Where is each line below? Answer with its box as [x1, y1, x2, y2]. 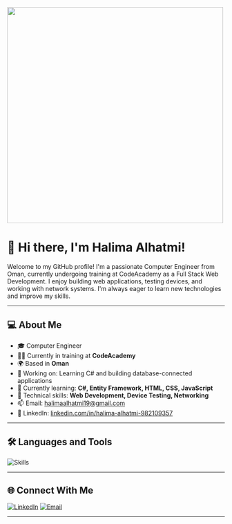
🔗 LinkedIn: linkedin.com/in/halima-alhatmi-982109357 [17, 409, 173, 417]
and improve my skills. [7, 292, 71, 300]
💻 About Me [7, 319, 62, 331]
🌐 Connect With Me [7, 484, 94, 496]
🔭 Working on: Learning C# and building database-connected [17, 369, 193, 377]
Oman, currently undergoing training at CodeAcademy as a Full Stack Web [7, 270, 219, 278]
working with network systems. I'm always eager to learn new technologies [7, 284, 222, 292]
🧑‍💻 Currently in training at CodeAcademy [17, 351, 136, 359]
